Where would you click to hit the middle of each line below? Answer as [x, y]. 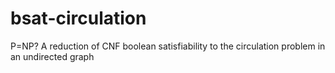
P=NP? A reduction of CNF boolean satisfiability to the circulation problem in [168, 46]
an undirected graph [52, 56]
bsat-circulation [78, 18]
